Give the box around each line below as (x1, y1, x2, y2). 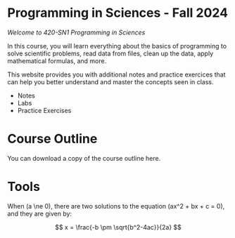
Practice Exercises (17, 106, 72, 114)
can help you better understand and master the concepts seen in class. (7, 77, 214, 86)
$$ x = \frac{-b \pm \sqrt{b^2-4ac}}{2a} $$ (55, 223, 182, 231)
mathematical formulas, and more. (7, 56, 107, 65)
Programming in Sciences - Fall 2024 (7, 5, 229, 21)
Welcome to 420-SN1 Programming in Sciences (7, 28, 146, 37)
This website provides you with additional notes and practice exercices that (7, 70, 226, 79)
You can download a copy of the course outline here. (7, 154, 161, 162)
